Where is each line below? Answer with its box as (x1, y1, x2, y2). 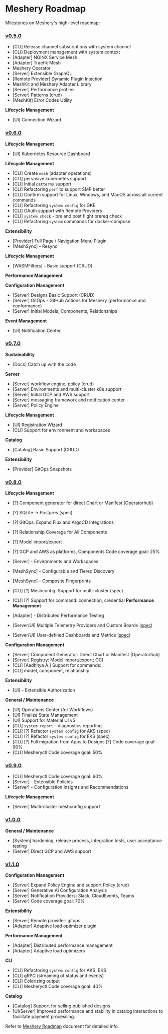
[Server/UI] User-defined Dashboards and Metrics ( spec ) (12, 632, 131, 638)
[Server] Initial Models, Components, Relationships (12, 308, 117, 314)
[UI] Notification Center (12, 327, 61, 333)
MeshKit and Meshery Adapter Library (12, 81, 92, 87)
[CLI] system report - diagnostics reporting (12, 723, 102, 729)
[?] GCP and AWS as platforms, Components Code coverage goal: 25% (12, 548, 160, 555)
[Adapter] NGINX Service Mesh (12, 54, 78, 60)
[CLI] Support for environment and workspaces (12, 427, 110, 433)
